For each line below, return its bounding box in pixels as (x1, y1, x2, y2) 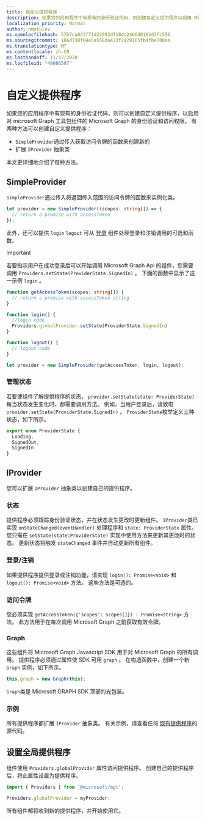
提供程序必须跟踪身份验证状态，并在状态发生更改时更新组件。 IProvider (6, 516, 188, 523)
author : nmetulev (6, 26, 51, 32)
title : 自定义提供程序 (6, 9, 58, 15)
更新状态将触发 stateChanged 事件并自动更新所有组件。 (18, 539, 156, 547)
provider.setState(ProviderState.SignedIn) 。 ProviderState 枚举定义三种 (6, 408, 195, 415)
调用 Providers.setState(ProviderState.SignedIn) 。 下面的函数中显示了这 (6, 269, 195, 276)
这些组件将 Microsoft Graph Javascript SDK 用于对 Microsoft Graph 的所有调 (6, 649, 198, 656)
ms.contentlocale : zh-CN (6, 49, 70, 55)
